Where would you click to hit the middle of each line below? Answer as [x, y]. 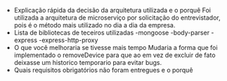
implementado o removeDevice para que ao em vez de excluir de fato [115, 55]
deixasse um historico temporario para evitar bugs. [88, 62]
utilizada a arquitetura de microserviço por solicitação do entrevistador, [117, 18]
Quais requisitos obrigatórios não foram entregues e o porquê [103, 70]
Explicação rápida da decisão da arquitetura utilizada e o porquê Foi [112, 10]
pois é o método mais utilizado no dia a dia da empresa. [95, 25]
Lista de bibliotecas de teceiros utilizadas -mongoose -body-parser [111, 32]
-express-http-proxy [68, 40]
